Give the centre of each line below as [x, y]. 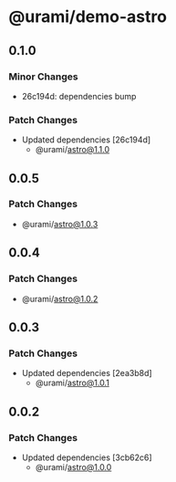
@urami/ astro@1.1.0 [72, 150]
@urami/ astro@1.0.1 [72, 383]
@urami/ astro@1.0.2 [60, 299]
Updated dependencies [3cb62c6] [87, 457]
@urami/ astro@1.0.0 [73, 466]
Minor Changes [43, 77]
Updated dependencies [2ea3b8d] [87, 373]
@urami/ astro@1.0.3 [60, 224]
